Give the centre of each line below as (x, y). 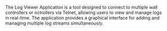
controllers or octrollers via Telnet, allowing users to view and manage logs (83, 12)
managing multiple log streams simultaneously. (54, 23)
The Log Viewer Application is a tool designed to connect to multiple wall (81, 7)
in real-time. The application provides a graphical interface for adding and (82, 18)
